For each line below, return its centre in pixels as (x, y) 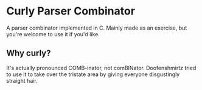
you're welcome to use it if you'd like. (53, 34)
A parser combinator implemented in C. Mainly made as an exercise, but (97, 28)
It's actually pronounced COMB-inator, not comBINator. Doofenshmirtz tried (101, 68)
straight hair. (22, 80)
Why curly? (29, 53)
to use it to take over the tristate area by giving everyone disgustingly (93, 74)
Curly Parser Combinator (71, 11)
